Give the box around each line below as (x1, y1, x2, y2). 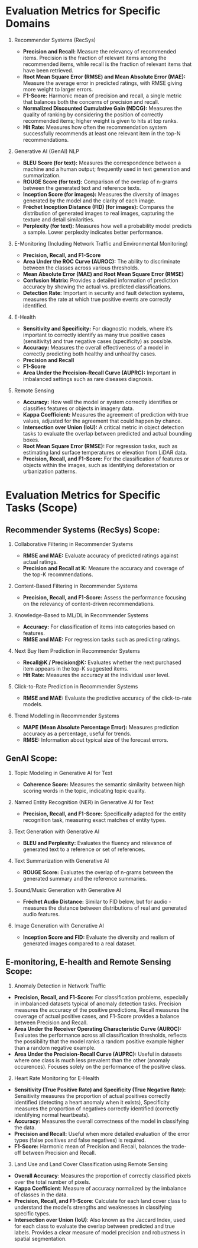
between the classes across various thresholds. (22, 264, 139, 271)
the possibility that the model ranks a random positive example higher (14, 1037, 184, 1045)
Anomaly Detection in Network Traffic (14, 982, 106, 989)
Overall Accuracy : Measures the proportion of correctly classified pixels (14, 1172, 191, 1179)
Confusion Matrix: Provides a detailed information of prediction (22, 277, 178, 284)
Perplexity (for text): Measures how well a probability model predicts (22, 222, 192, 229)
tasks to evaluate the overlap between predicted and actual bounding (22, 430, 192, 437)
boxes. (22, 436, 40, 443)
